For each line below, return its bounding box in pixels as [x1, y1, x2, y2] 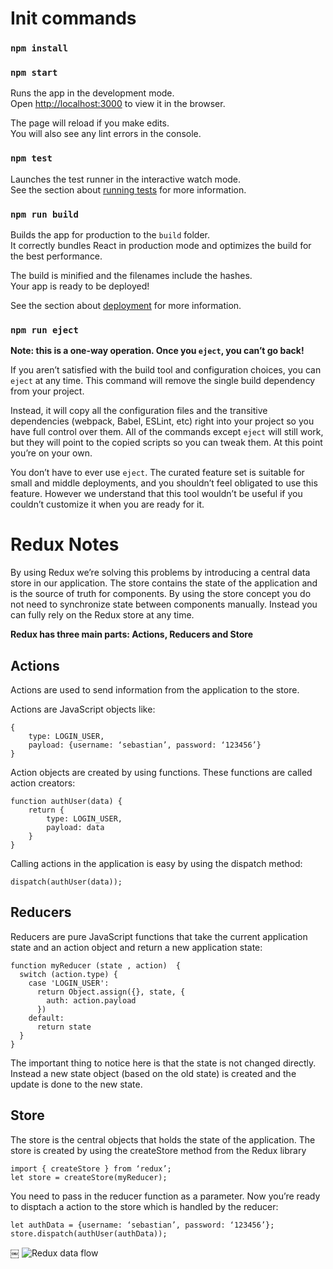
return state [36, 1022, 92, 1032]
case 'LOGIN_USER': [28, 978, 110, 988]
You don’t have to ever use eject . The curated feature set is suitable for [10, 467, 305, 479]
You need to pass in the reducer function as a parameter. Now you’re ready [10, 1190, 321, 1202]
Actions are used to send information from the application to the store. [10, 684, 300, 696]
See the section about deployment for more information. [10, 300, 242, 311]
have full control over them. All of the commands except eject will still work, [10, 426, 324, 438]
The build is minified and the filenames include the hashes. [10, 270, 253, 281]
